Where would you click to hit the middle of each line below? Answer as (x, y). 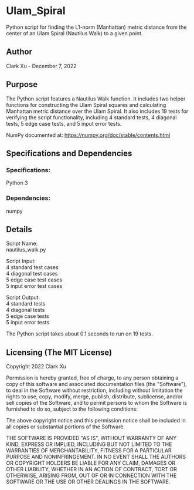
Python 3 (17, 183)
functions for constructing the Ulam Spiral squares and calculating (86, 105)
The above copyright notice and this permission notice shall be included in (96, 421)
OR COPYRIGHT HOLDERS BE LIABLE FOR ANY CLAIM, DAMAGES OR (91, 463)
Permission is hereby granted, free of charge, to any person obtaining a (92, 378)
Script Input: (21, 261)
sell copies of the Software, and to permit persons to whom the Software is (97, 403)
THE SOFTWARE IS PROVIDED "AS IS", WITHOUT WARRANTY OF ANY (91, 438)
